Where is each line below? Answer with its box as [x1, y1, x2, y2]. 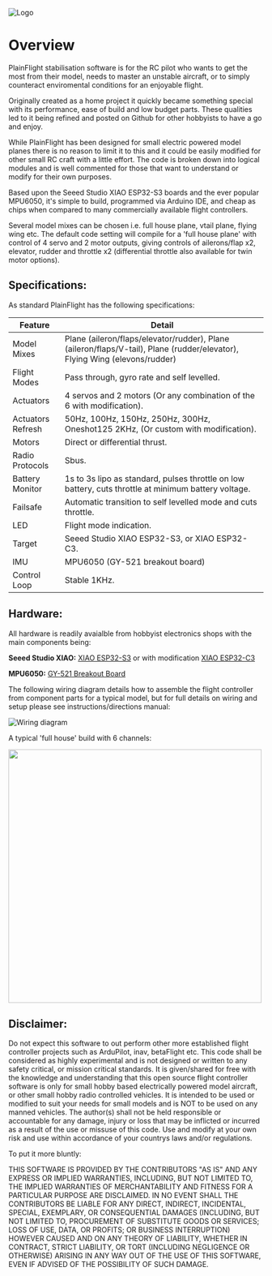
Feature [19, 319, 50, 330]
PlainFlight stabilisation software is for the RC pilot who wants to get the [8, 62, 249, 72]
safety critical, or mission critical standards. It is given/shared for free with [8, 1064, 257, 1074]
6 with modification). [64, 400, 144, 411]
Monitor [12, 483, 43, 494]
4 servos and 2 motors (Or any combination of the [64, 389, 255, 401]
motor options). [8, 255, 60, 264]
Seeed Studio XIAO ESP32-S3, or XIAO [64, 532, 215, 543]
